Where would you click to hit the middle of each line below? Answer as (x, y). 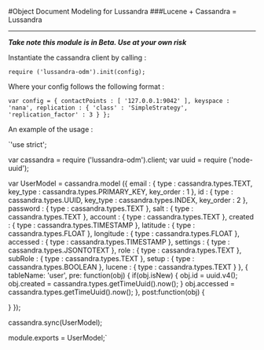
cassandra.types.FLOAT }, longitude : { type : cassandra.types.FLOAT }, (124, 234)
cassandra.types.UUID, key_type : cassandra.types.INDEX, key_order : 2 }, (128, 200)
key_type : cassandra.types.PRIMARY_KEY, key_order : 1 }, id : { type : (121, 192)
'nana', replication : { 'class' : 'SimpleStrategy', (98, 108)
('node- (240, 160)
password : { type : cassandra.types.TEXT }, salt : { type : (101, 208)
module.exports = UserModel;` (58, 338)
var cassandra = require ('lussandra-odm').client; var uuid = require (117, 160)
